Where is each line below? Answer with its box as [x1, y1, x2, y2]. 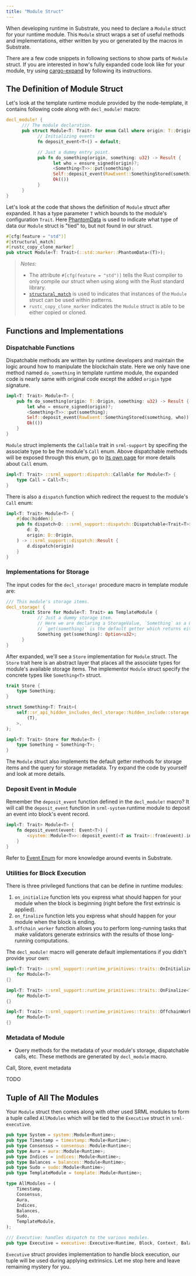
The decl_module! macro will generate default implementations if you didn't [6, 948, 187, 955]
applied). [14, 906, 36, 913]
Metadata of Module [6, 1033, 65, 1041]
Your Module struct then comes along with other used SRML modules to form [6, 1108, 190, 1115]
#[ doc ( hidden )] [16, 516, 54, 522]
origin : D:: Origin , [27, 532, 75, 538]
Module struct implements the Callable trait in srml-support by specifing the [6, 441, 188, 448]
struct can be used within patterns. [29, 297, 114, 304]
